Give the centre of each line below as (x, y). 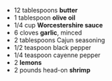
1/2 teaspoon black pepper (52, 48)
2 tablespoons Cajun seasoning (59, 40)
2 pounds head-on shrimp (52, 70)
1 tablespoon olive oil (44, 18)
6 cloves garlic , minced (48, 32)
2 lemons (28, 62)
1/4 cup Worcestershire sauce (58, 25)
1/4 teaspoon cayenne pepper (57, 55)
